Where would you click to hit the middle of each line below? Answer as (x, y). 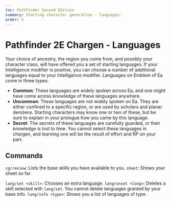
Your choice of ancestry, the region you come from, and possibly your (79, 59)
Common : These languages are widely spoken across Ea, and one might (89, 91)
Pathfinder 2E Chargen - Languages (83, 45)
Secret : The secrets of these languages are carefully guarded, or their (87, 123)
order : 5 (15, 19)
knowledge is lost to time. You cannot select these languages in (80, 129)
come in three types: (27, 81)
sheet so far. (18, 173)
